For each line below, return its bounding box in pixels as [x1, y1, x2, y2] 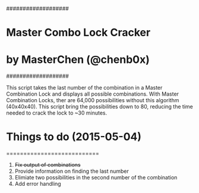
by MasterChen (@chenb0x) [6, 53, 150, 67]
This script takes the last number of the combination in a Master [6, 84, 163, 91]
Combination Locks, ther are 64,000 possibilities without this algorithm [6, 97, 179, 104]
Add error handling [14, 181, 61, 188]
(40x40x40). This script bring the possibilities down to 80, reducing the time [6, 103, 193, 110]
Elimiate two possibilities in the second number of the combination [14, 174, 178, 181]
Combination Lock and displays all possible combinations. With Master [6, 90, 179, 97]
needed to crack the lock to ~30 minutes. [6, 109, 108, 116]
